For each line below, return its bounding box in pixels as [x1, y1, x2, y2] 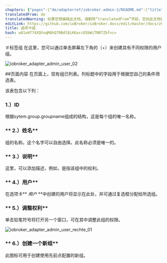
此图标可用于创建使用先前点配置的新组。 [5, 252, 88, 258]
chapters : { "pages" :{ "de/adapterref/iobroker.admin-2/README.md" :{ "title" [5, 7, 164, 12]
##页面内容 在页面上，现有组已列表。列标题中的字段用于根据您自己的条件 [5, 71, 156, 77]
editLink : [5, 21, 26, 26]
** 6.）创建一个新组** [5, 240, 59, 247]
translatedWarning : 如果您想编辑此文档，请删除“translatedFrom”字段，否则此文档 [5, 16, 161, 21]
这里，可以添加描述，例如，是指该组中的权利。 [5, 165, 101, 171]
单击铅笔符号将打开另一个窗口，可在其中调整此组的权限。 [5, 217, 123, 223]
